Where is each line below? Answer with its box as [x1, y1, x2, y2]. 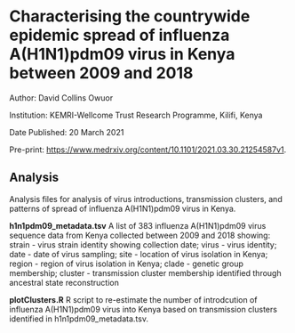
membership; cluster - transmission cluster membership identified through [9, 267, 282, 278]
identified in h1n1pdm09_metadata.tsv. [9, 313, 149, 324]
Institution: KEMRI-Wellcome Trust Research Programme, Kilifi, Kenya [9, 110, 263, 120]
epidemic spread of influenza [9, 25, 230, 45]
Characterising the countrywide [9, 6, 251, 27]
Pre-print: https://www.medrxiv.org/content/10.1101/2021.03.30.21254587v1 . [9, 144, 287, 155]
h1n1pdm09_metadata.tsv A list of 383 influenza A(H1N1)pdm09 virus [9, 220, 267, 231]
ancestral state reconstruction [9, 277, 120, 288]
